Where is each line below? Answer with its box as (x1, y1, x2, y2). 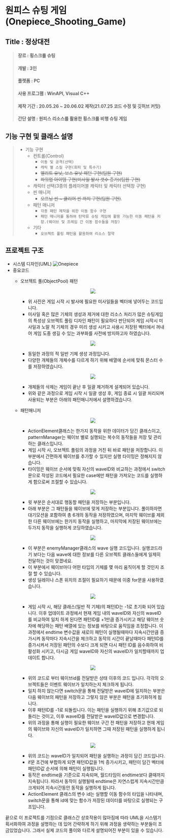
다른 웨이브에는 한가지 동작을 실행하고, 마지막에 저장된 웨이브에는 (33, 518, 162, 524)
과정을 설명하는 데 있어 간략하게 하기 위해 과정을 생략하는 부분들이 (27, 821, 157, 827)
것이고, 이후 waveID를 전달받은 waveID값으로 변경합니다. (41, 713, 155, 719)
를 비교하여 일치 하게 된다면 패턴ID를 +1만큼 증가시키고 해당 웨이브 (27, 616, 159, 622)
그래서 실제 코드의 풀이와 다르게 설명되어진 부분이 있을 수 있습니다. (32, 827, 164, 833)
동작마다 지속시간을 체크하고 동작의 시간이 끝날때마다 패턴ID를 (41, 635, 164, 641)
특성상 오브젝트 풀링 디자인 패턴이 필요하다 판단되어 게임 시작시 (33, 317, 158, 324)
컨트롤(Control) (32, 152, 64, 159)
